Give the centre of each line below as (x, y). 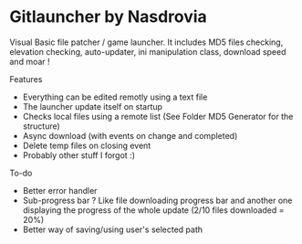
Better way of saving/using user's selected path (113, 229)
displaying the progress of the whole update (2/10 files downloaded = (153, 210)
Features (26, 79)
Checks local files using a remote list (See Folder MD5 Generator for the (158, 116)
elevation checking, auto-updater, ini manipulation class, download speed (148, 51)
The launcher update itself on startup (92, 106)
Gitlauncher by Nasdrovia (108, 17)
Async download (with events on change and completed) (130, 135)
